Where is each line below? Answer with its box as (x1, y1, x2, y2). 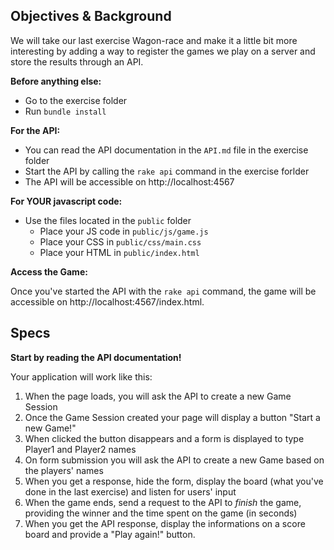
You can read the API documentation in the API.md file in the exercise (24, 144, 309, 156)
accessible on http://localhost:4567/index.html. (10, 295, 205, 308)
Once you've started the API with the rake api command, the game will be (10, 285, 317, 297)
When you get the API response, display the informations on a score (24, 517, 306, 529)
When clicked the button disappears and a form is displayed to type (24, 432, 305, 444)
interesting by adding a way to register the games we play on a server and (10, 45, 316, 57)
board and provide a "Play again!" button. (24, 528, 196, 540)
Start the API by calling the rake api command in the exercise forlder (24, 165, 310, 177)
